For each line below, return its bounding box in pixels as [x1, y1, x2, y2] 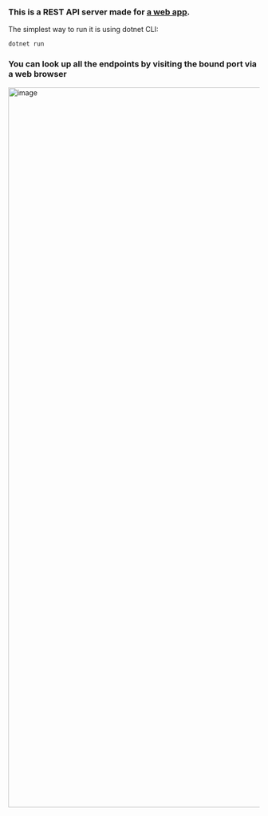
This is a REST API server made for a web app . [8, 6, 191, 18]
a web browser [8, 69, 67, 80]
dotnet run [8, 40, 45, 48]
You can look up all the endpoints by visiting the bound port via [8, 58, 258, 70]
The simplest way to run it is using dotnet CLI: [8, 25, 159, 34]
